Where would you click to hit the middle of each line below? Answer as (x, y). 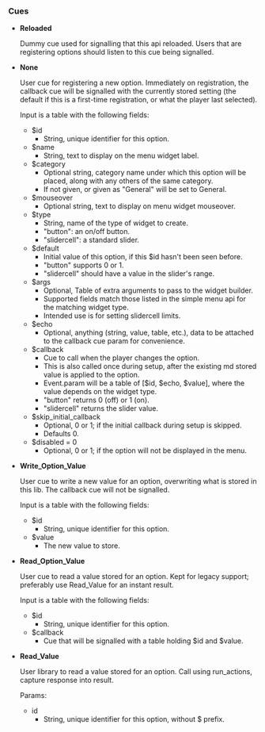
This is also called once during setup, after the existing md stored (150, 366)
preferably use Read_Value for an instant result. (97, 585)
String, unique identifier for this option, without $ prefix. (134, 719)
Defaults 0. (61, 434)
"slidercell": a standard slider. (91, 240)
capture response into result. (67, 680)
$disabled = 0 (54, 443)
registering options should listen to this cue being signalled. (117, 52)
